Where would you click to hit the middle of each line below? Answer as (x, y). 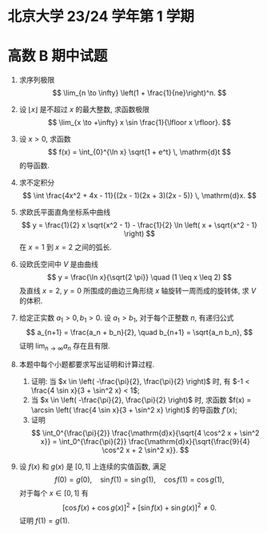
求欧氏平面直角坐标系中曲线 (65, 212)
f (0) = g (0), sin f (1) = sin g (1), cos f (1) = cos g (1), (139, 479)
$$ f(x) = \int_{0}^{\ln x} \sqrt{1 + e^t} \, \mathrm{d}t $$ (139, 152)
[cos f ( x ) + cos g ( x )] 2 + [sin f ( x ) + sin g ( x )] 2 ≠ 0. (139, 507)
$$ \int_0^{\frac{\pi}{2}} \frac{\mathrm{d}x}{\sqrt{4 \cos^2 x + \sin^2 (145, 433)
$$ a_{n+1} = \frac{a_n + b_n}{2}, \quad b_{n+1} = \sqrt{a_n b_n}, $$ (139, 332)
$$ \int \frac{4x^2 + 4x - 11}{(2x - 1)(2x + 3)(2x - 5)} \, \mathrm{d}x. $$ (139, 196)
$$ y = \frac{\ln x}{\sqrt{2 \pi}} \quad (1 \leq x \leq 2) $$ (139, 277)
